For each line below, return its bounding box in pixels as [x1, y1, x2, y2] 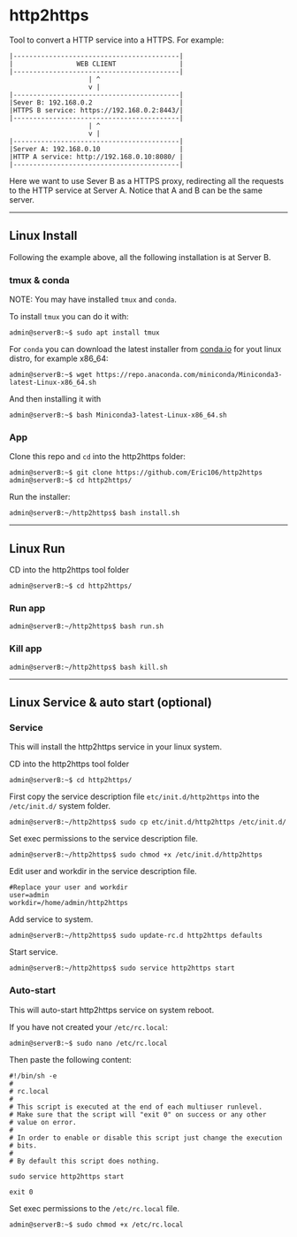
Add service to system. [9, 914, 94, 925]
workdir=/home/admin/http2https [9, 899, 128, 908]
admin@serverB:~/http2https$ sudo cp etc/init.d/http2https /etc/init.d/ [9, 818, 287, 827]
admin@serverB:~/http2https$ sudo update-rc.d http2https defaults [9, 931, 263, 941]
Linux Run [9, 541, 65, 556]
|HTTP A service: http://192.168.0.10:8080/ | [9, 152, 184, 161]
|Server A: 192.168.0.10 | [9, 144, 184, 153]
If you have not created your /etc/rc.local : [9, 1021, 168, 1032]
